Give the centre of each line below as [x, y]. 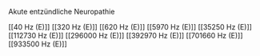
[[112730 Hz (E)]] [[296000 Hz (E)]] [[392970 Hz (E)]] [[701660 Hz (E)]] [126, 36]
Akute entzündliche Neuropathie [62, 12]
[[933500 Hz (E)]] [38, 44]
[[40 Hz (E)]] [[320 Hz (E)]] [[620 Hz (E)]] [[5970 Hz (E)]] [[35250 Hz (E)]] [130, 27]
